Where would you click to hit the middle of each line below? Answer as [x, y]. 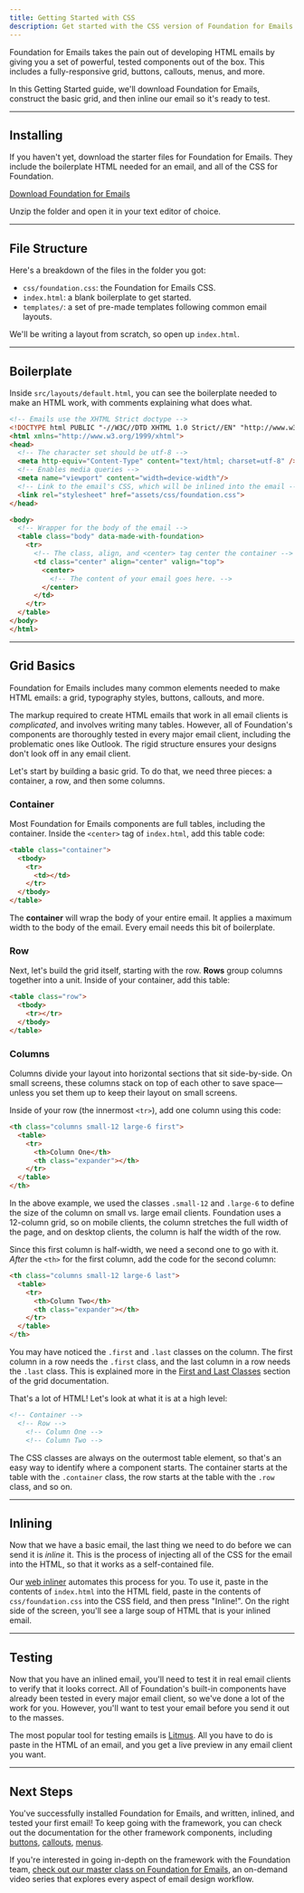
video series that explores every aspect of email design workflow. [132, 1879]
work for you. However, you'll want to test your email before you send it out [149, 1708]
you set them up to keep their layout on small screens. [137, 1093]
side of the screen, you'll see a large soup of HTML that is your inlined [140, 1611]
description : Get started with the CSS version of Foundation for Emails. [153, 26]
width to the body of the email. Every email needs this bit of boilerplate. [142, 927]
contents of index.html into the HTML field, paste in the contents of [135, 1591]
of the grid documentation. [59, 1381]
